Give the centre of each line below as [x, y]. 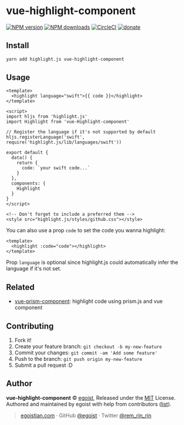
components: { [28, 183]
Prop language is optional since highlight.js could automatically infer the [92, 262]
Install [18, 46]
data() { [22, 158]
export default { [27, 153]
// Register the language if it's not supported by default [81, 132]
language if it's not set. [34, 269]
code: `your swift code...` [56, 168]
